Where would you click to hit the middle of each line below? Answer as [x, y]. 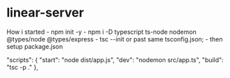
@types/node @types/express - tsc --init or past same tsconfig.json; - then [115, 39]
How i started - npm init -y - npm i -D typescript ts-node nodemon [101, 32]
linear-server [45, 13]
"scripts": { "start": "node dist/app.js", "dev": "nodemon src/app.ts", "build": [115, 59]
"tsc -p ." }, [23, 67]
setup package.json [35, 46]
